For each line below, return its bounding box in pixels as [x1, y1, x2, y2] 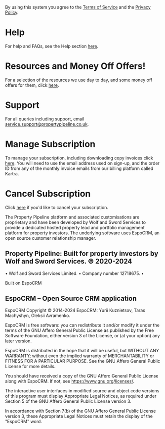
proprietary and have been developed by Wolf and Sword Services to [5, 219, 146, 225]
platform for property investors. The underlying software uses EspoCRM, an [5, 230, 160, 236]
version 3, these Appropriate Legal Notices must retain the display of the [5, 413, 153, 419]
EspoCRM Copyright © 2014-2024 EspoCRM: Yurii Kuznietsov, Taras [5, 307, 146, 314]
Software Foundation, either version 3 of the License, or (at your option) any [5, 333, 160, 339]
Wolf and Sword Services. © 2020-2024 [5, 257, 132, 266]
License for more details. [5, 364, 56, 370]
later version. [5, 338, 32, 344]
